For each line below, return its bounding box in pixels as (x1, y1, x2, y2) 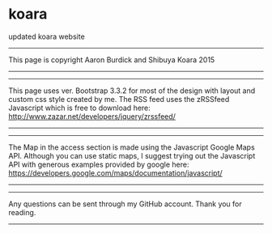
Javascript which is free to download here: (8, 103, 151, 112)
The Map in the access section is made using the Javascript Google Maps (8, 142, 255, 152)
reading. (8, 207, 36, 217)
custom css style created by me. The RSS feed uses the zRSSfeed (8, 94, 230, 104)
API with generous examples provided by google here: (8, 159, 189, 169)
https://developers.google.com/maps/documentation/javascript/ (8, 167, 223, 178)
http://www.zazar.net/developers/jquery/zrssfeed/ (8, 111, 176, 121)
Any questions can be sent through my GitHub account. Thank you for (8, 199, 243, 209)
